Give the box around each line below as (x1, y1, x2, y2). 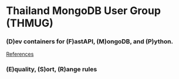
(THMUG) (6, 16, 54, 30)
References (6, 51, 34, 58)
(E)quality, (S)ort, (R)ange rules (6, 66, 97, 74)
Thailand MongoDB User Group (6, 4, 161, 18)
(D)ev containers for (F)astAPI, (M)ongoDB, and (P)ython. (6, 37, 174, 46)
